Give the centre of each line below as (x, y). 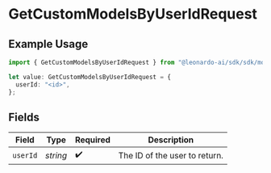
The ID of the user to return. (171, 155)
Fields (24, 117)
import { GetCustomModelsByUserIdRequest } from (92, 62)
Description (171, 140)
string (56, 155)
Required (93, 140)
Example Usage (48, 44)
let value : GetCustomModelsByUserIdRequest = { (90, 77)
